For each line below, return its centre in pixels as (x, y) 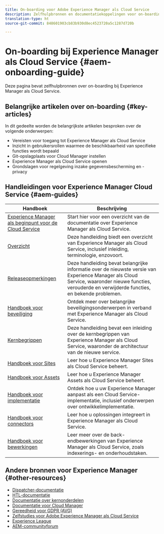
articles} (18, 114)
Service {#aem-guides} (42, 195)
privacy (20, 172)
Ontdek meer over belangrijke (101, 301)
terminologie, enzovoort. (95, 255)
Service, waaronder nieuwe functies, (109, 281)
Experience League (32, 521)
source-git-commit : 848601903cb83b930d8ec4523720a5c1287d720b (70, 23)
